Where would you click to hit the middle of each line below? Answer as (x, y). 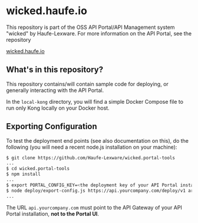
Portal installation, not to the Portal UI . (52, 214)
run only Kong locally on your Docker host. (58, 108)
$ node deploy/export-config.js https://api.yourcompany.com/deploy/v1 (96, 191)
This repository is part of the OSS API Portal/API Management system (90, 27)
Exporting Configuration (52, 127)
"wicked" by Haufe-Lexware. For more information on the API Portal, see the (99, 33)
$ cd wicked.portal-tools (38, 169)
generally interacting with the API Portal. (55, 90)
